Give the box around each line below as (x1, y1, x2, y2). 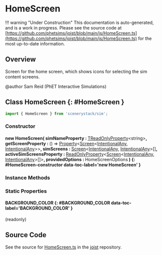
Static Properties (5, 188, 47, 195)
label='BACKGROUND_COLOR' (5, 205, 70, 211)
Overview (5, 55, 36, 64)
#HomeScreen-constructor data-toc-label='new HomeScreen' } (5, 162, 141, 168)
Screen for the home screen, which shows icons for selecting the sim (5, 68, 148, 74)
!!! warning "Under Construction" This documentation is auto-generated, (5, 19, 154, 25)
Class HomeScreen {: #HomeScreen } (5, 98, 125, 106)
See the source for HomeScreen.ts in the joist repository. (5, 244, 122, 250)
